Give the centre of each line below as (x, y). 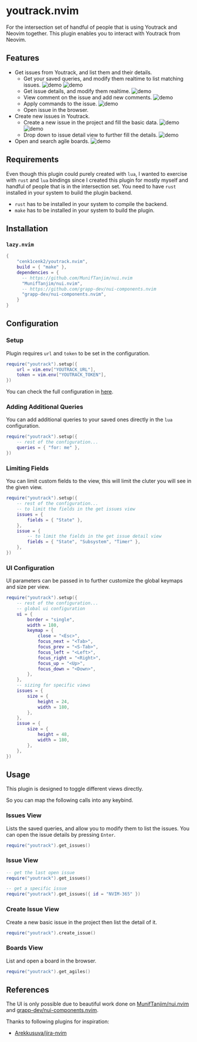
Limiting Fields (27, 468)
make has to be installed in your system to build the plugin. (84, 210)
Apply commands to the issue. (60, 104)
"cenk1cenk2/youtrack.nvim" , (52, 262)
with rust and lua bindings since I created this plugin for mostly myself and (97, 180)
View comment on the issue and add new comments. (88, 97)
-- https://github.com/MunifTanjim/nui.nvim (77, 278)
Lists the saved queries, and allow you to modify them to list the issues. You (98, 828)
